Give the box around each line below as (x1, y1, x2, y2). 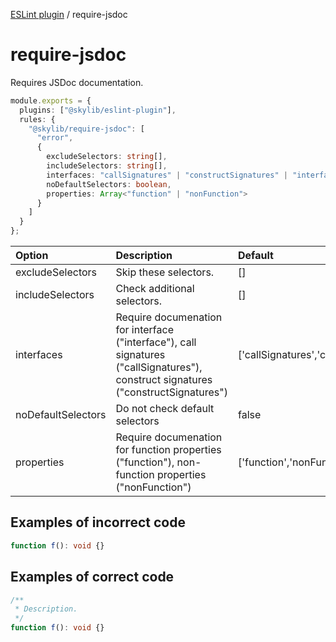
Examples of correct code (10, 569, 175, 586)
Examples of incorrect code (10, 514, 186, 531)
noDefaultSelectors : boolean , (46, 179, 172, 189)
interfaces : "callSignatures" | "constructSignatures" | (46, 170, 288, 180)
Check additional (115, 282, 195, 296)
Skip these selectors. (115, 265, 215, 279)
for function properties (115, 443, 222, 457)
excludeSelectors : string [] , (46, 152, 168, 162)
